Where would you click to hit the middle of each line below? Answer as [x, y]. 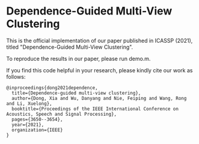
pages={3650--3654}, [37, 119]
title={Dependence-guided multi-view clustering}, [76, 93]
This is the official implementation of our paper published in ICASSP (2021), [99, 40]
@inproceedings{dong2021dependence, [52, 88]
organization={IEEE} [37, 130]
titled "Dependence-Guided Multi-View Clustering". [70, 47]
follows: [16, 77]
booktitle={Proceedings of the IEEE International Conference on [95, 109]
